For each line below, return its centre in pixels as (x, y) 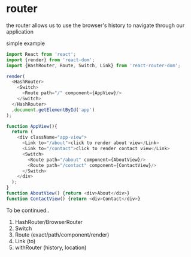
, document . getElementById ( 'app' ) (53, 110)
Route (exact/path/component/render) (62, 234)
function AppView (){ (32, 126)
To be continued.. (28, 210)
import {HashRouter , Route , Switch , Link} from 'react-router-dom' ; (93, 65)
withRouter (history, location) (51, 247)
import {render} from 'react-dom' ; (51, 60)
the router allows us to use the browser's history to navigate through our (95, 25)
